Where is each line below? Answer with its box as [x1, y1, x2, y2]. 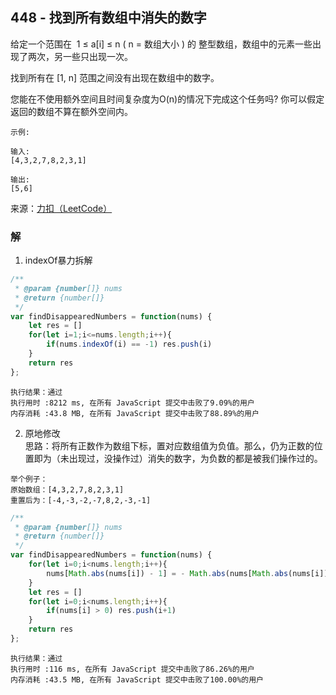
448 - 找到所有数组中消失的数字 [10, 9, 207, 27]
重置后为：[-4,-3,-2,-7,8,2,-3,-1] [10, 495, 152, 505]
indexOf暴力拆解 [24, 254, 93, 267]
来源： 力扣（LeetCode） [10, 202, 113, 214]
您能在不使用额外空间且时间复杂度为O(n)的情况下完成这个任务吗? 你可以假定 [10, 93, 325, 105]
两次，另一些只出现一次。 [27, 50, 133, 62]
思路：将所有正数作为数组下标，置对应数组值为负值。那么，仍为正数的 [24, 439, 315, 452]
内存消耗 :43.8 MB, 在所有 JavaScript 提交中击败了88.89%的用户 [10, 408, 260, 418]
